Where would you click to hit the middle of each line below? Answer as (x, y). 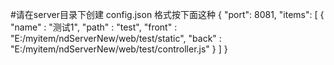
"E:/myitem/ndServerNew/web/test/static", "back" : (116, 38)
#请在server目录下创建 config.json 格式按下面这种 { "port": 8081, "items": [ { (167, 14)
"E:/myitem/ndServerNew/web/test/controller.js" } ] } (119, 49)
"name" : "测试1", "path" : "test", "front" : (94, 27)
